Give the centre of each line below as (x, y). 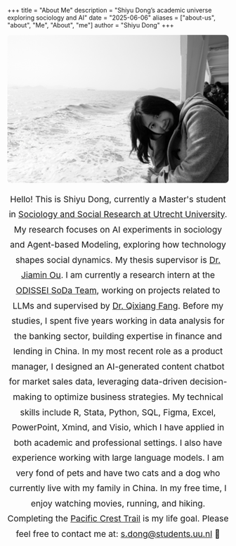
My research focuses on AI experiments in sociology (118, 229)
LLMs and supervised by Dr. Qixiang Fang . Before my (118, 305)
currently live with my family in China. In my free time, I (118, 488)
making (27, 397)
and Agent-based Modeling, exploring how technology (118, 245)
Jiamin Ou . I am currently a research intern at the (118, 275)
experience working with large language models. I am (118, 458)
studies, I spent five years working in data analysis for (118, 321)
